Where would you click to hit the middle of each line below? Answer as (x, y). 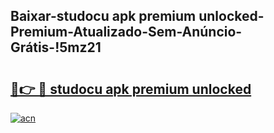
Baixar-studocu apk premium (103, 16)
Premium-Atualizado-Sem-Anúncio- (126, 32)
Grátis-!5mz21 (56, 47)
